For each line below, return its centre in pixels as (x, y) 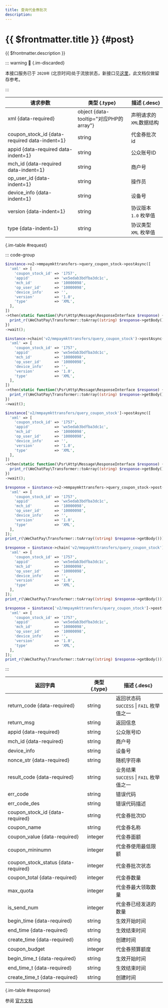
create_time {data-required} (41, 940)
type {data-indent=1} (33, 228)
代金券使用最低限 (136, 846)
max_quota (21, 891)
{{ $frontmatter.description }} (35, 53)
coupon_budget (26, 949)
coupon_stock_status (32, 862)
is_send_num (23, 908)
